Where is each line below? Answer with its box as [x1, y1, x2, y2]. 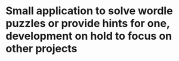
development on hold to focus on [5, 30, 172, 43]
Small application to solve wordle [5, 4, 174, 18]
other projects [5, 42, 78, 56]
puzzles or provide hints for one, [5, 17, 170, 30]
